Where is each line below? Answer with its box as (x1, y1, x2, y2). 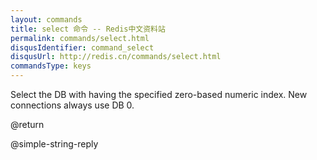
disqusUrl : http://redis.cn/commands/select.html (10, 52, 222, 62)
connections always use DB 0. (10, 99, 135, 111)
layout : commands (10, 14, 83, 25)
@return (10, 119, 45, 130)
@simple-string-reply (10, 138, 99, 150)
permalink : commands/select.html (10, 33, 150, 43)
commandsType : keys (10, 61, 92, 71)
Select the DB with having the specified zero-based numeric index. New (10, 89, 308, 100)
